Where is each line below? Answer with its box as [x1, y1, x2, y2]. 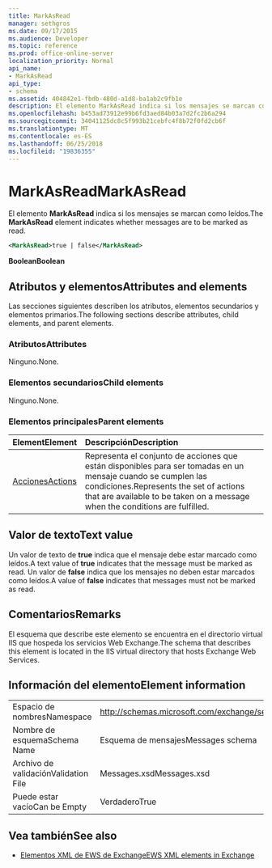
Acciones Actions [12, 475, 77, 486]
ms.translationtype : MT [8, 125, 89, 133]
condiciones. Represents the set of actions [84, 481, 245, 492]
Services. [8, 654, 40, 664]
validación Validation [12, 768, 89, 779]
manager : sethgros [8, 19, 70, 28]
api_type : [8, 79, 42, 87]
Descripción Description [84, 436, 179, 447]
